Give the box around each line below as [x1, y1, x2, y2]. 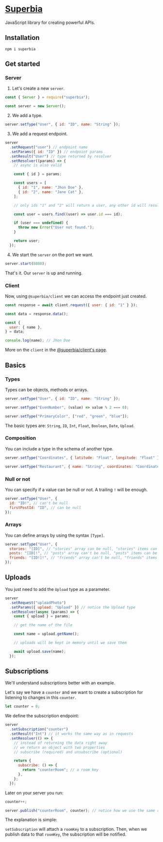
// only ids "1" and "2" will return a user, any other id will [14, 203, 147, 208]
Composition [5, 435, 36, 442]
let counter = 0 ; [5, 704, 40, 709]
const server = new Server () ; [5, 104, 66, 109]
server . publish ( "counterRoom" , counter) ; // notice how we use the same [5, 808, 155, 813]
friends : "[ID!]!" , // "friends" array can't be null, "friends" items [9, 555, 158, 560]
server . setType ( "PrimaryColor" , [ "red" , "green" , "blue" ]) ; [5, 413, 130, 419]
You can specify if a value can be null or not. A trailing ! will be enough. [5, 487, 148, 492]
